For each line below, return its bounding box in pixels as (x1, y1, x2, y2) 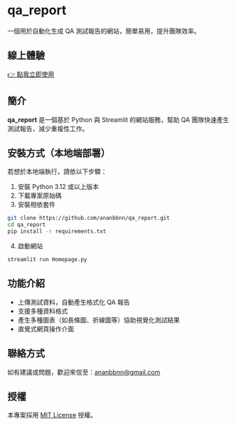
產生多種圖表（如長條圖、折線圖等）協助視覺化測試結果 (17, 315, 180, 324)
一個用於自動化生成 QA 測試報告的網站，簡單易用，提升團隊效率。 (7, 26, 200, 35)
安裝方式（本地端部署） (7, 147, 110, 159)
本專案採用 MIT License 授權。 (7, 411, 97, 420)
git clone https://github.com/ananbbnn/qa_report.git (7, 215, 171, 222)
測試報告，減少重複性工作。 (7, 124, 89, 133)
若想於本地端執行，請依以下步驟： (7, 167, 107, 176)
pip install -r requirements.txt (7, 228, 107, 235)
